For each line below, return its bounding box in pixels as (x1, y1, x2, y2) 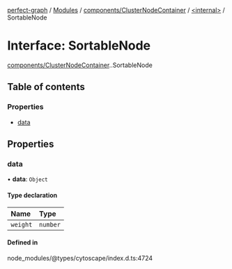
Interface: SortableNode (7, 38, 151, 54)
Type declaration (7, 191, 58, 199)
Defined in (7, 238, 38, 247)
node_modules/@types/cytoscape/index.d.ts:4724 (7, 254, 153, 262)
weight (10, 220, 33, 228)
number (39, 220, 61, 228)
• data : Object (7, 175, 49, 184)
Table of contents (7, 81, 85, 93)
